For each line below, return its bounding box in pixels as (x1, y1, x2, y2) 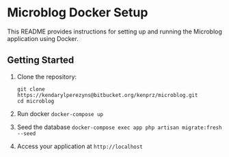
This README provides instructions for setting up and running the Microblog (7, 27, 222, 35)
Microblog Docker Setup (7, 5, 148, 20)
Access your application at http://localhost (16, 142, 144, 150)
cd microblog (16, 98, 55, 104)
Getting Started (7, 55, 75, 66)
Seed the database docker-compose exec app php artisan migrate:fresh (16, 123, 222, 131)
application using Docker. (7, 34, 79, 42)
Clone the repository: (16, 72, 77, 81)
